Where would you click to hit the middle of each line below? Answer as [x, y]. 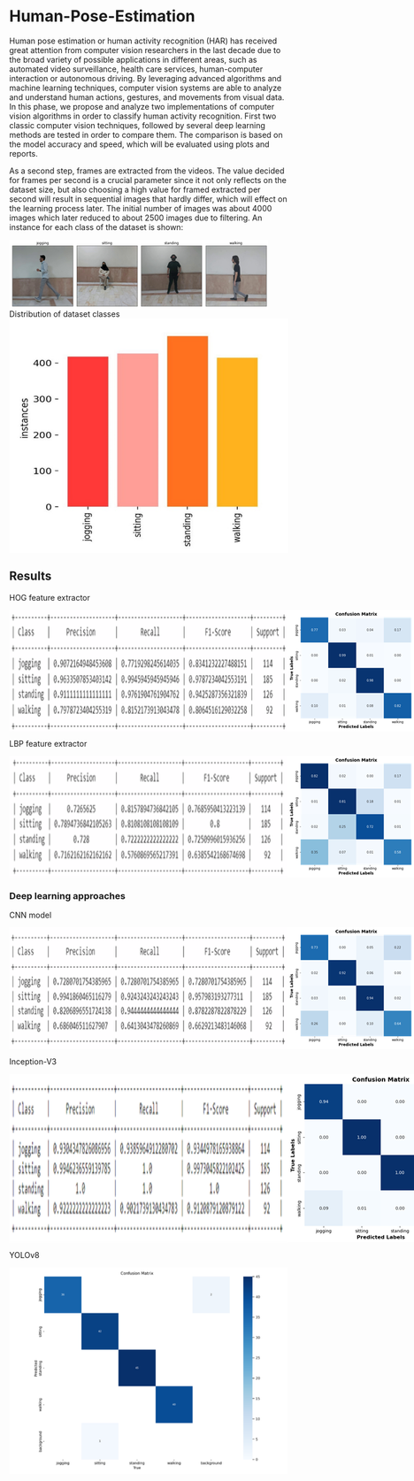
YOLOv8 [24, 1255]
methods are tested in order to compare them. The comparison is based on [146, 134]
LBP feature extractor [48, 743]
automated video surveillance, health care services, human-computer [136, 69]
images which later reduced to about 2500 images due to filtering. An [136, 218]
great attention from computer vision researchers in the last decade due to [145, 50]
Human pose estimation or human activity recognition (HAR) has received [143, 41]
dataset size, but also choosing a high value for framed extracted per [135, 189]
